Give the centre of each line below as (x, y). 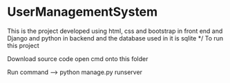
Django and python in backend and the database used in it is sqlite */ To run (115, 38)
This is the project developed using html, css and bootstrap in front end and (115, 31)
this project (23, 45)
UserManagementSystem (83, 12)
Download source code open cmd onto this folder (78, 58)
